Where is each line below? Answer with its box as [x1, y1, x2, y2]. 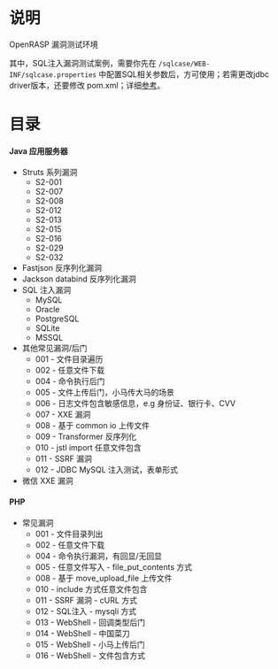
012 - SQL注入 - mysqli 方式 [35, 605, 137, 616]
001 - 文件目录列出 [35, 528, 104, 539]
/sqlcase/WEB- [158, 59, 211, 68]
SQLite [35, 323, 60, 334]
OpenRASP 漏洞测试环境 [9, 39, 99, 50]
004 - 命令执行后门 [35, 376, 105, 387]
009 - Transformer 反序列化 [35, 431, 137, 442]
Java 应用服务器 [9, 145, 68, 156]
